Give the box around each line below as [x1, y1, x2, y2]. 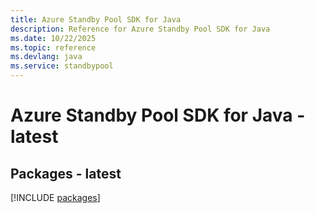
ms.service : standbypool [10, 61, 114, 71]
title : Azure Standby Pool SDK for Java [10, 14, 182, 25]
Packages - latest [10, 165, 122, 182]
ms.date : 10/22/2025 [10, 33, 97, 43]
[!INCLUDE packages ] [10, 192, 101, 203]
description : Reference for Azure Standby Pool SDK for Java [10, 24, 271, 34]
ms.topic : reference [10, 42, 97, 53]
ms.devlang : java [10, 52, 83, 62]
